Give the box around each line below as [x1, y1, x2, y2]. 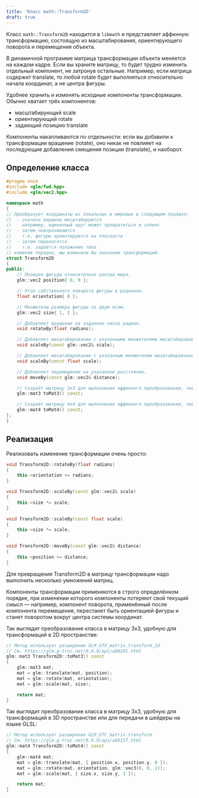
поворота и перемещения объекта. [6, 43, 96, 50]
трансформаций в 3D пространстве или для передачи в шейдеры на [6, 714, 181, 722]
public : [6, 266, 25, 273]
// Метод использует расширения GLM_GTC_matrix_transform [6, 732, 152, 738]
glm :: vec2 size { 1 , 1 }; [17, 309, 78, 316]
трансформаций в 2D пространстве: [6, 631, 98, 638]
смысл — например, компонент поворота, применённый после [6, 601, 168, 608]
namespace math [6, 200, 44, 206]
